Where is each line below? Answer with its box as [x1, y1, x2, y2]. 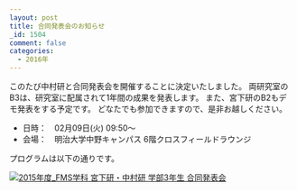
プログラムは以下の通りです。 [9, 153, 120, 163]
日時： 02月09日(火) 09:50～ [22, 123, 136, 133]
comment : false [9, 38, 67, 48]
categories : [9, 47, 54, 56]
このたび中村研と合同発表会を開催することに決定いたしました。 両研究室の [9, 81, 289, 91]
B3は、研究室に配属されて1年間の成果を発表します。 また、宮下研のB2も [9, 92, 280, 103]
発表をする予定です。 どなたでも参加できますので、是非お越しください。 [16, 104, 287, 114]
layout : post [9, 13, 59, 23]
